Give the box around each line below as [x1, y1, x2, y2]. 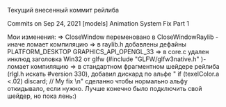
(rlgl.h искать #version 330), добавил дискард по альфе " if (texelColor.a [7, 69, 220, 78]
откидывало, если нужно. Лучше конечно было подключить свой [7, 85, 203, 92]
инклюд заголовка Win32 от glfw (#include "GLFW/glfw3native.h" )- [7, 55, 207, 63]
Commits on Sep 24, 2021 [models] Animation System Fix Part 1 [7, 19, 190, 27]
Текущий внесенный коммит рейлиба [7, 6, 120, 14]
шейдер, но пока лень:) [7, 92, 77, 100]
